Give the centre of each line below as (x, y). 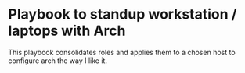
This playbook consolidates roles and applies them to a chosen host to (122, 52)
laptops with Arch (67, 31)
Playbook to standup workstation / (122, 14)
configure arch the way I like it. (58, 61)
